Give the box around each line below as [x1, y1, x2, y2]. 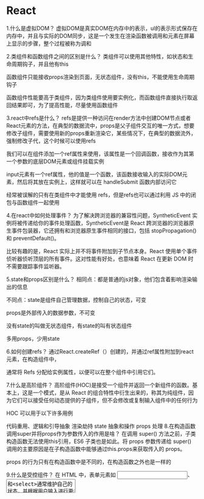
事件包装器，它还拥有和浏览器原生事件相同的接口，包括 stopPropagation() [11, 226, 197, 234]
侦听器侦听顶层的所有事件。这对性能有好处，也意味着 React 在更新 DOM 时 [6, 255, 194, 262]
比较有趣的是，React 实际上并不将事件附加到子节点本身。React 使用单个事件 [6, 247, 197, 254]
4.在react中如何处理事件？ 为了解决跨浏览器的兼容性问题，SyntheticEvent [6, 211, 191, 219]
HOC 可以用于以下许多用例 [6, 409, 73, 417]
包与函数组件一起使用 [6, 198, 59, 206]
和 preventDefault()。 [6, 234, 59, 242]
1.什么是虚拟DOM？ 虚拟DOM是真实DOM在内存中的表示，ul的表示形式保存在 [6, 24, 198, 32]
